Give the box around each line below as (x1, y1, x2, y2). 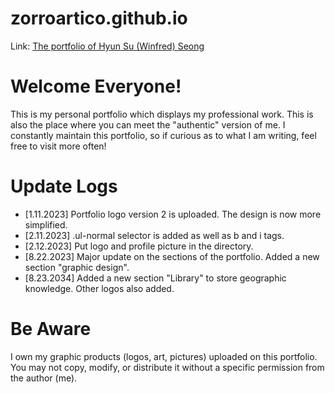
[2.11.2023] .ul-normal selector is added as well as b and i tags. (24, 229, 285, 241)
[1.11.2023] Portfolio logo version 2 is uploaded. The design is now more (24, 208, 322, 220)
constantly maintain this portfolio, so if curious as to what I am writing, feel (10, 129, 317, 141)
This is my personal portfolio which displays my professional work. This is (10, 108, 314, 120)
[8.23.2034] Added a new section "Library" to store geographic (24, 272, 287, 284)
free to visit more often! (10, 140, 107, 152)
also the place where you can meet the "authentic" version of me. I (10, 118, 286, 131)
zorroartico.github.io (10, 7, 188, 30)
